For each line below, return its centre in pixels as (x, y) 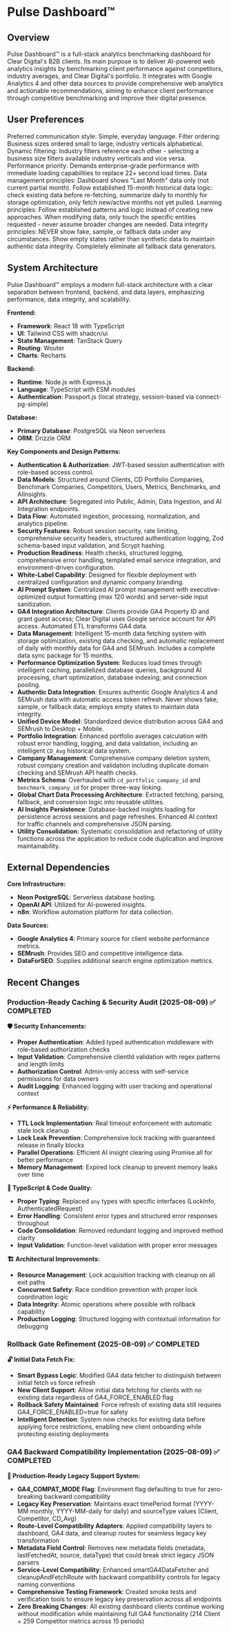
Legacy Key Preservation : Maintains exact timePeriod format (104, 1504)
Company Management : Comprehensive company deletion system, (114, 758)
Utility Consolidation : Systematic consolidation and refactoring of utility (120, 831)
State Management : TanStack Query (70, 340)
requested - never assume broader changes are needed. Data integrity (108, 224)
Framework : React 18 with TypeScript (71, 326)
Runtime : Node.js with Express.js (64, 382)
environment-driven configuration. (66, 567)
